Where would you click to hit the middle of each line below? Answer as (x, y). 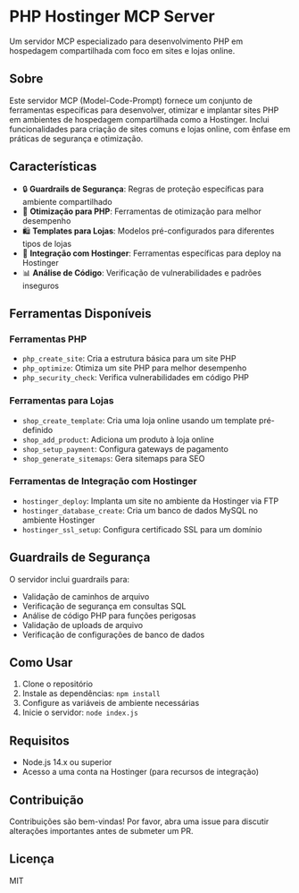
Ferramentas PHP (48, 339)
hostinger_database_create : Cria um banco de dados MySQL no (140, 510)
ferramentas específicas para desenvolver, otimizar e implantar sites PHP (144, 110)
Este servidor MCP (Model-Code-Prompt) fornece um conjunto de (131, 100)
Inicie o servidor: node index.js (80, 712)
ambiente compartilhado (67, 201)
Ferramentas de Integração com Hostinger (104, 481)
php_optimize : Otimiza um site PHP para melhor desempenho (134, 368)
